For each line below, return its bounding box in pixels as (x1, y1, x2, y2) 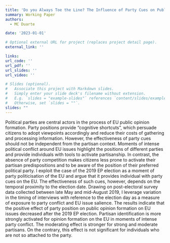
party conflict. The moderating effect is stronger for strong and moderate (5, 221, 158, 227)
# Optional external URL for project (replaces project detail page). (5, 40, 157, 45)
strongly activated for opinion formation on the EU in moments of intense (5, 216, 157, 222)
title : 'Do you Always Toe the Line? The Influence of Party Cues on (5, 7, 155, 13)
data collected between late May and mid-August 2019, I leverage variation (5, 189, 161, 195)
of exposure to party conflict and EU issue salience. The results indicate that (5, 199, 165, 206)
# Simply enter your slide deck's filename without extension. (5, 91, 146, 96)
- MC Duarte (10, 21, 35, 27)
